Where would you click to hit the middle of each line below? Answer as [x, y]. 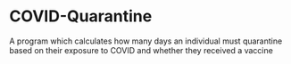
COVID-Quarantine [81, 16]
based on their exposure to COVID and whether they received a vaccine [141, 50]
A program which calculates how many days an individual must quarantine [146, 41]
